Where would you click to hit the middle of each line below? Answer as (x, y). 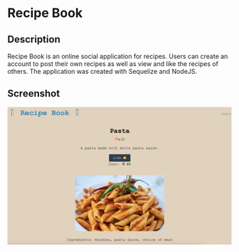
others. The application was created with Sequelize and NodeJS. (102, 71)
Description (34, 39)
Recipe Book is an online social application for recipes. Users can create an (118, 56)
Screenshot (34, 94)
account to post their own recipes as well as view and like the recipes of (113, 64)
